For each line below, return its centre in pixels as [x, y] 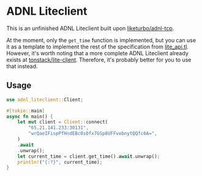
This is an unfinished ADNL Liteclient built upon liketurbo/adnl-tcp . [90, 28]
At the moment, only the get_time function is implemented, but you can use [101, 40]
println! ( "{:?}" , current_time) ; [60, 162]
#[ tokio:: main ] [26, 111]
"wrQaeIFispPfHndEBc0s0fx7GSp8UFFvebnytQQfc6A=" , [93, 134]
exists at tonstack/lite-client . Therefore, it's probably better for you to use [99, 59]
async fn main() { [30, 117]
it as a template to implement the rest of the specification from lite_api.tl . [97, 47]
